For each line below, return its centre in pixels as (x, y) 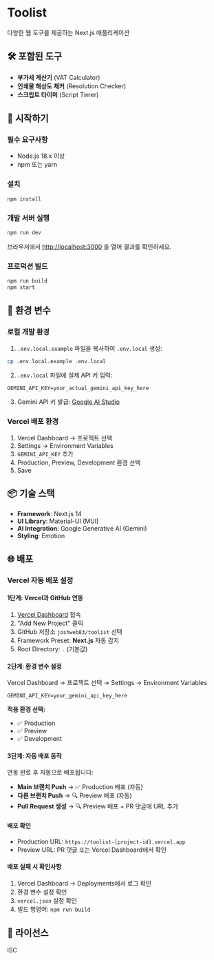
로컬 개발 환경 (29, 332)
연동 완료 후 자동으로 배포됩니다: (51, 773)
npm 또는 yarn (37, 165)
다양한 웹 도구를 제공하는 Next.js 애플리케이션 (68, 32)
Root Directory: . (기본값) (52, 649)
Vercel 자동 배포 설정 (40, 580)
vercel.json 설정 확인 (47, 900)
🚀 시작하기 (28, 119)
